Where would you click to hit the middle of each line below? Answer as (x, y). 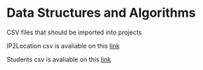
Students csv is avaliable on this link (59, 59)
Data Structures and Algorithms (101, 13)
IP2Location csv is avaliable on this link (63, 45)
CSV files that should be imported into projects (74, 32)
